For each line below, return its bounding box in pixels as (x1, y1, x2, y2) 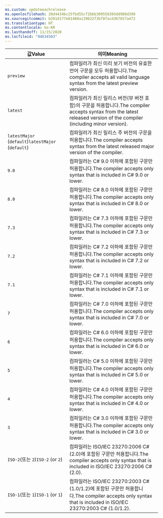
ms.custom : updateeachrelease (5, 7, 66, 12)
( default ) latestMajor (7, 138, 56, 145)
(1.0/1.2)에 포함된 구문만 (69, 485, 125, 492)
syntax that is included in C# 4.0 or (69, 399, 149, 406)
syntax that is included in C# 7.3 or (69, 228, 149, 235)
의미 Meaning (98, 51, 128, 57)
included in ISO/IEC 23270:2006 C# (69, 463, 152, 469)
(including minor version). (69, 120, 128, 127)
